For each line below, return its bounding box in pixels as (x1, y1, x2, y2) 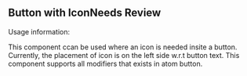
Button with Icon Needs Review (8, 6, 162, 20)
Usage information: (8, 27, 71, 36)
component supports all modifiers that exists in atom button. (8, 59, 203, 68)
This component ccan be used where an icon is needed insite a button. (8, 42, 238, 52)
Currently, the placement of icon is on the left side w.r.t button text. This (8, 50, 240, 60)
